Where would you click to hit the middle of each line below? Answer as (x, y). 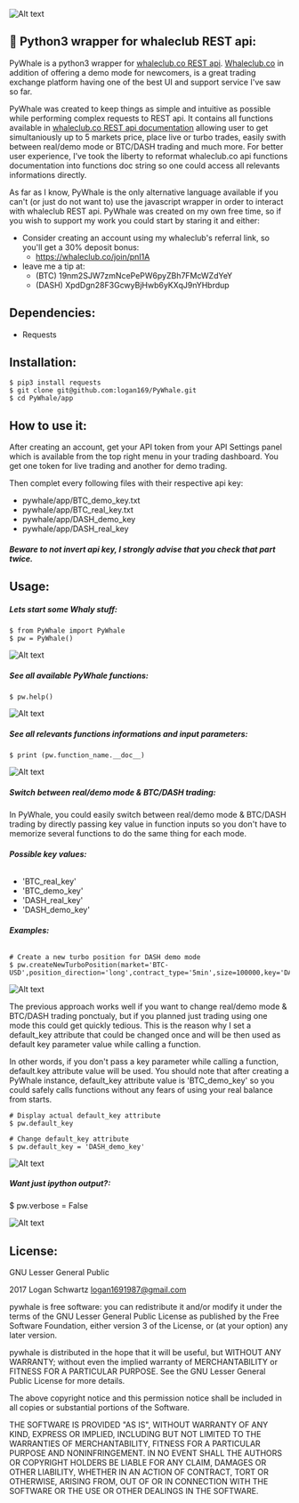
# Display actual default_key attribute (85, 1115)
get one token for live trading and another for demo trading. (118, 466)
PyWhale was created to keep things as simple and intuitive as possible (140, 109)
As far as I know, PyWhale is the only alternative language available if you (144, 192)
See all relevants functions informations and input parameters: (129, 733)
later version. (33, 1336)
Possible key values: (48, 853)
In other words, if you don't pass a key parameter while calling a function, (144, 1061)
